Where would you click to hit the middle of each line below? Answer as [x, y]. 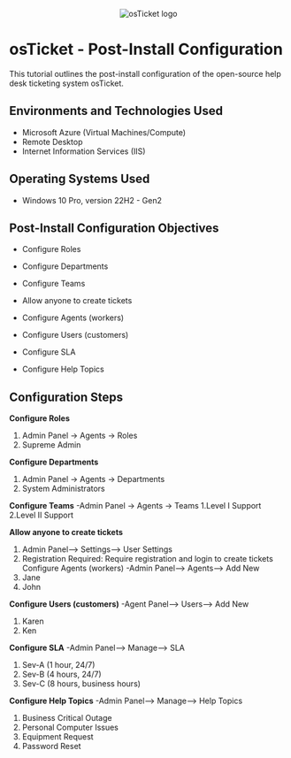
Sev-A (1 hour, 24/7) [58, 665]
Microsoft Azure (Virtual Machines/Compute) [104, 132]
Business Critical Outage [67, 718]
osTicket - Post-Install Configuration [146, 50]
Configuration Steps [66, 397]
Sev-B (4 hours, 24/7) [61, 674]
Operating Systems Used [80, 179]
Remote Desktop [52, 142]
